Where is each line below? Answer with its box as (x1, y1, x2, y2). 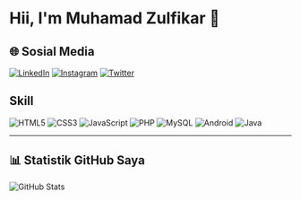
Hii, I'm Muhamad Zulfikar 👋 (9, 8, 220, 29)
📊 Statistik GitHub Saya (9, 152, 145, 169)
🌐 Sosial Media (9, 44, 95, 59)
